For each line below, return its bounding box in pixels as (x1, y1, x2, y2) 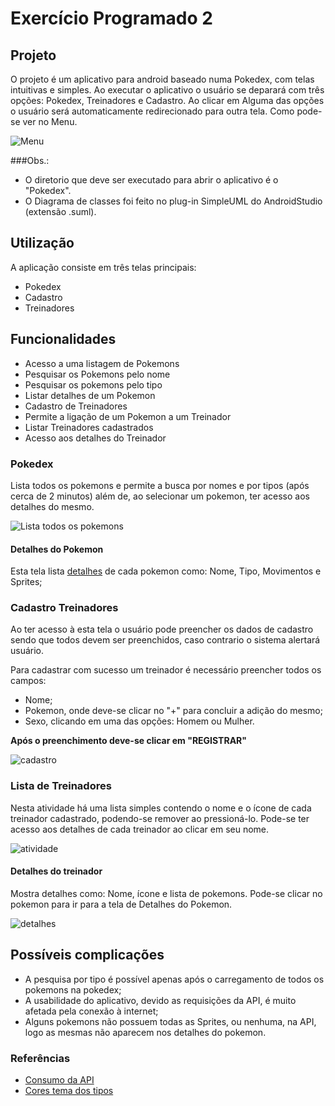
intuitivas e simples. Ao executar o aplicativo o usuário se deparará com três (10, 84, 325, 96)
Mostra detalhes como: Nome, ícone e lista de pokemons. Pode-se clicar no (10, 887, 323, 899)
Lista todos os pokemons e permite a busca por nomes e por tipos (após (10, 479, 310, 491)
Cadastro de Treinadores (24, 400, 128, 412)
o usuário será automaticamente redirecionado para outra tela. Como (10, 105, 295, 117)
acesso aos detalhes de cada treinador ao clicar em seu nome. (10, 823, 270, 835)
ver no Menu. (22, 116, 78, 127)
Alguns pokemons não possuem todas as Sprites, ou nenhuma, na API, (24, 1015, 317, 1027)
